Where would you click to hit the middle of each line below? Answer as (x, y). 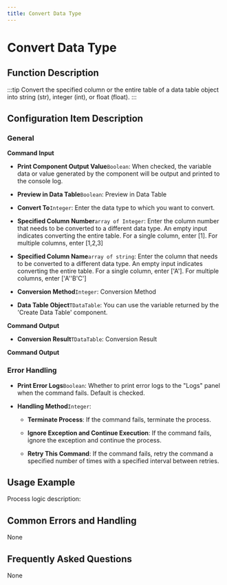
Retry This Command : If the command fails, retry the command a (120, 453)
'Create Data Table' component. (62, 312)
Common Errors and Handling (72, 521)
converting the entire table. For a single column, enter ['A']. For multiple (118, 271)
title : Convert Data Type (44, 13)
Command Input (31, 153)
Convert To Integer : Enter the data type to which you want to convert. (116, 208)
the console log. (40, 181)
